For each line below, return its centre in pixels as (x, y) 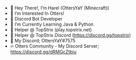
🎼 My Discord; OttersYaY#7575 (43, 41)
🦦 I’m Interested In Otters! (37, 13)
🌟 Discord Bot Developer (36, 19)
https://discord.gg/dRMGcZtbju (43, 52)
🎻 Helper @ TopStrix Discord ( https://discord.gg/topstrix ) (71, 35)
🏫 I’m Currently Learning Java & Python (52, 24)
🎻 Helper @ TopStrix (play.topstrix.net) (51, 30)
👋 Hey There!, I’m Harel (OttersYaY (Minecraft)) (60, 8)
